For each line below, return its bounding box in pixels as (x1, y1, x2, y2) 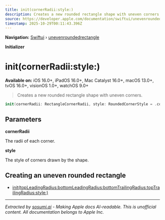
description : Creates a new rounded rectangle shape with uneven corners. (5, 12, 162, 17)
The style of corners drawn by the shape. (5, 157, 89, 163)
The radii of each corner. (5, 138, 55, 144)
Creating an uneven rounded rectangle (5, 171, 126, 180)
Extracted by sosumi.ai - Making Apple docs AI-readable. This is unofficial (5, 204, 156, 210)
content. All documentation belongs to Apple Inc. (5, 209, 104, 215)
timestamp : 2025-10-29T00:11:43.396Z (5, 21, 82, 26)
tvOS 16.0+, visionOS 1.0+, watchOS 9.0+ (5, 83, 89, 89)
